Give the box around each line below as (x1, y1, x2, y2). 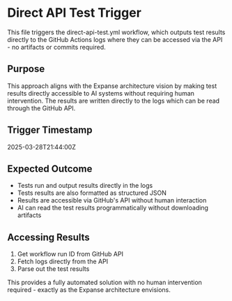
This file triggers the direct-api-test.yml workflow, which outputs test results (7, 28, 226, 36)
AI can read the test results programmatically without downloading (17, 204, 209, 212)
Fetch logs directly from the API (17, 257, 109, 266)
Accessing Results (7, 231, 91, 243)
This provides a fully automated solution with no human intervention (7, 278, 202, 287)
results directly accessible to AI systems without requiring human (7, 89, 195, 97)
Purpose (7, 63, 45, 75)
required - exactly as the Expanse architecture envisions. (7, 286, 171, 294)
